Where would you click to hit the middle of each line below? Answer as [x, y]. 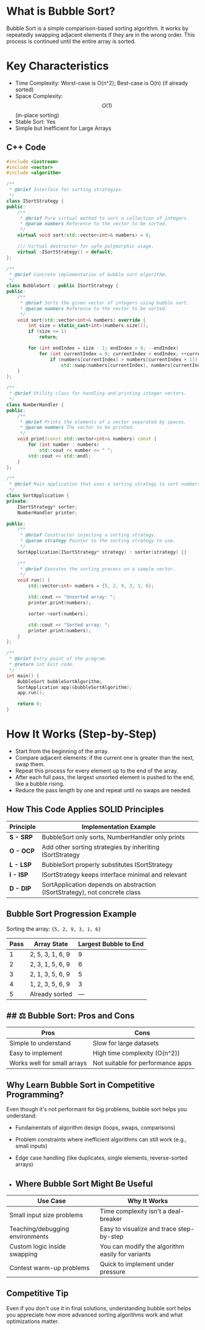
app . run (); [31, 693]
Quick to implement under [137, 1264]
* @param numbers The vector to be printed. [77, 428]
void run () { [34, 580]
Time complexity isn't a [133, 1211]
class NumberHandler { [35, 405]
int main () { [23, 676]
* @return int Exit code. [42, 665]
